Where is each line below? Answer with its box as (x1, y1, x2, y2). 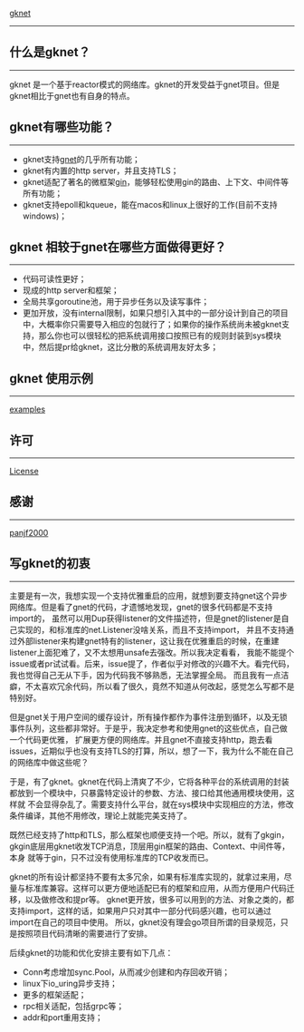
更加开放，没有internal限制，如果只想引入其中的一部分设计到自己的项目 (22, 307, 290, 318)
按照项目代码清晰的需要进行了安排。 (16, 928, 152, 939)
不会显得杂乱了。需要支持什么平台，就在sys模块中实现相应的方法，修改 (26, 798, 294, 810)
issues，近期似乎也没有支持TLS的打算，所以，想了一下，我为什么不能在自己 (9, 745, 294, 756)
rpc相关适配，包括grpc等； (22, 1000, 125, 1011)
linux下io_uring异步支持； (22, 978, 118, 988)
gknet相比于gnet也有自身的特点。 (9, 90, 135, 101)
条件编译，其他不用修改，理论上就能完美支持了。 (9, 810, 192, 821)
